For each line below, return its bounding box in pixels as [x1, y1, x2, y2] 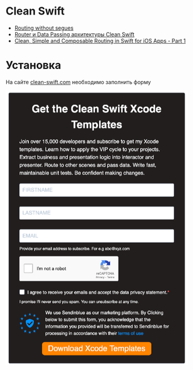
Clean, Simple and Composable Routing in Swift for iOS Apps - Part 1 [14, 37, 186, 44]
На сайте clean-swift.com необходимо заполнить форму [5, 78, 151, 85]
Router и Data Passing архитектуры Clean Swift [14, 30, 135, 38]
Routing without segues [14, 24, 74, 31]
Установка [5, 59, 62, 72]
